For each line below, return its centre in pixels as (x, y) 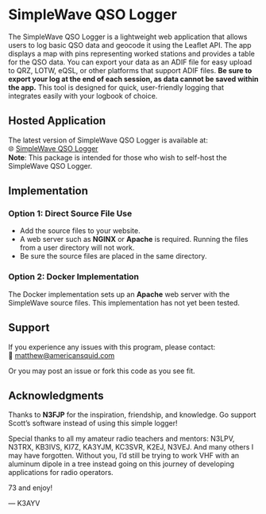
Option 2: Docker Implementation (74, 277)
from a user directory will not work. (77, 247)
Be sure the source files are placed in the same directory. (113, 256)
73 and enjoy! (31, 488)
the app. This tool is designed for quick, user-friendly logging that (116, 87)
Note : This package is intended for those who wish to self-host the (118, 158)
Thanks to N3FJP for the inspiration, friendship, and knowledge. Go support (132, 415)
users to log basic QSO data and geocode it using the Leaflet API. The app (130, 45)
